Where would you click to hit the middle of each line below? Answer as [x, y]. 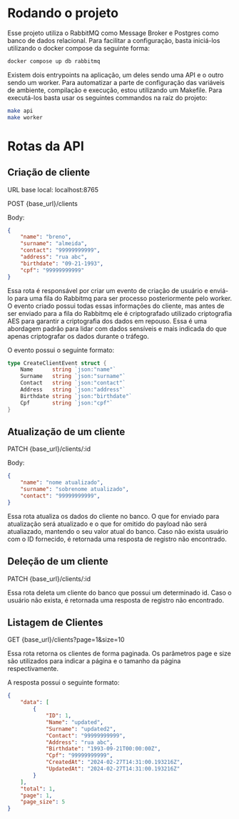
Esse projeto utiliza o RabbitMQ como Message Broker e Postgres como [113, 33]
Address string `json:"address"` [73, 390]
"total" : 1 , [38, 789]
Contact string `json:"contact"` [73, 383]
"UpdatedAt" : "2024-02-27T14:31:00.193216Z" [113, 769]
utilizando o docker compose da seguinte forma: [78, 48]
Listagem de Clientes [55, 622]
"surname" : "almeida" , [54, 244]
